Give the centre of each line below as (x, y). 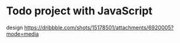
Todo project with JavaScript (79, 11)
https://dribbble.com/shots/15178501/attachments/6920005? (99, 27)
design (15, 27)
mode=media (22, 33)
